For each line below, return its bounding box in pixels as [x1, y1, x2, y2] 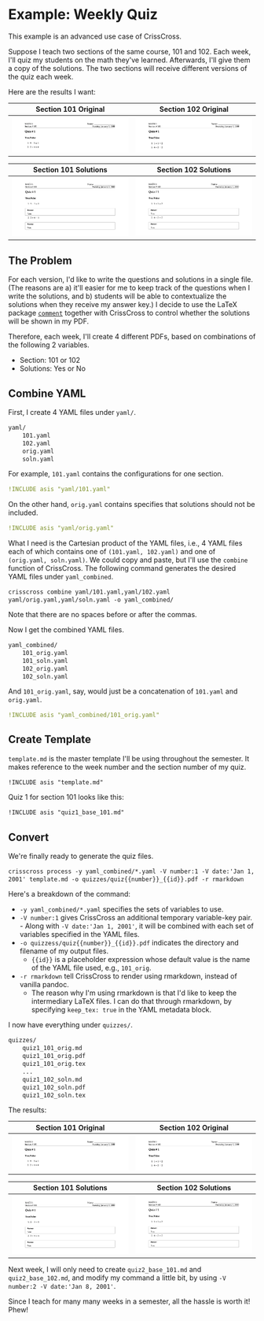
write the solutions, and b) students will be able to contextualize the [8, 291, 227, 301]
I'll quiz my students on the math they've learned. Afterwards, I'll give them [8, 55, 251, 65]
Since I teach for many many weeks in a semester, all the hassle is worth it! [8, 1297, 251, 1306]
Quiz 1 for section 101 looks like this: [8, 793, 124, 802]
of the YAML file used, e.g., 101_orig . [31, 963, 152, 973]
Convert [8, 831, 49, 844]
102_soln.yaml [22, 672, 68, 680]
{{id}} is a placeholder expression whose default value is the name [31, 955, 251, 964]
